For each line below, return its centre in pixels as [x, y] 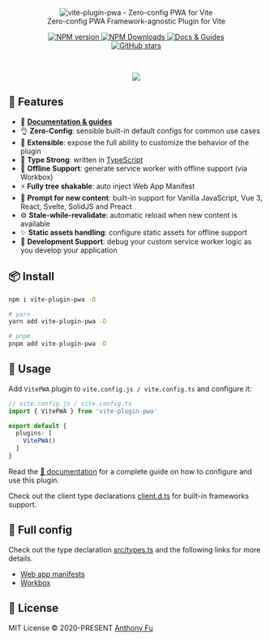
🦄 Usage [30, 369]
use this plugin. [34, 480]
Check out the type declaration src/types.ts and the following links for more [135, 549]
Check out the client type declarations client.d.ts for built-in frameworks [129, 496]
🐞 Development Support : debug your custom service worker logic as [136, 241]
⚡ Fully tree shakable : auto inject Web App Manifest [107, 186]
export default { [38, 426]
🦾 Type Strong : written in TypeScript [81, 159]
